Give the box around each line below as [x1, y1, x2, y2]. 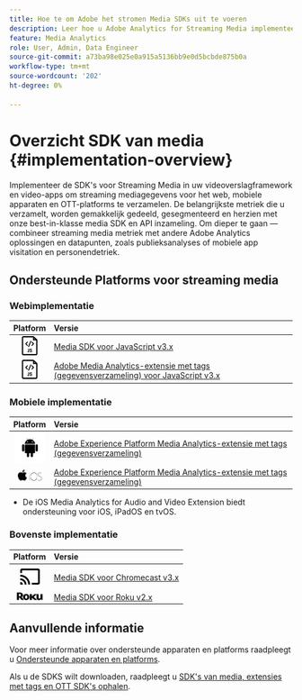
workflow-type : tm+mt [9, 62, 91, 71]
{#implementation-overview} [9, 150, 234, 170]
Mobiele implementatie [9, 395, 112, 408]
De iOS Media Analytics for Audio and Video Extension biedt [22, 496, 245, 507]
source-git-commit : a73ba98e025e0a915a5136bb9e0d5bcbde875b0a [9, 52, 247, 62]
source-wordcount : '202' [9, 72, 102, 81]
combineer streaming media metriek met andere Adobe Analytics [9, 227, 251, 238]
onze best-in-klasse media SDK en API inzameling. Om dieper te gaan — [9, 217, 279, 229]
